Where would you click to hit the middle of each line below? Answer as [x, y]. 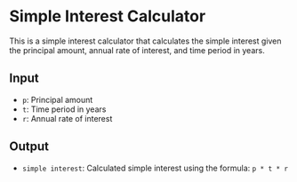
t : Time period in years [64, 109]
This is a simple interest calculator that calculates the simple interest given [145, 41]
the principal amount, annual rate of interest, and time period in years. [137, 50]
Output [29, 147]
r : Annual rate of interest [67, 118]
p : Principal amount [57, 99]
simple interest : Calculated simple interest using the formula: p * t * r [155, 168]
